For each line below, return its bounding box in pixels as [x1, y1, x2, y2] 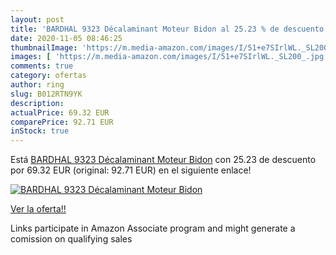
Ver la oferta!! [10, 203, 67, 215]
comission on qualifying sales [10, 233, 133, 245]
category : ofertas [10, 71, 87, 81]
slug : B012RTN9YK [10, 89, 83, 99]
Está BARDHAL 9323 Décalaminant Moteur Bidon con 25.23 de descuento [10, 154, 317, 166]
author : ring [10, 80, 65, 90]
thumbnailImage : [10, 42, 78, 53]
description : [10, 98, 65, 108]
